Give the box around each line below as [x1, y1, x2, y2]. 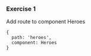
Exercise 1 [6, 5, 36, 13]
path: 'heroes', [11, 35, 52, 41]
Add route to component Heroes [6, 18, 86, 25]
